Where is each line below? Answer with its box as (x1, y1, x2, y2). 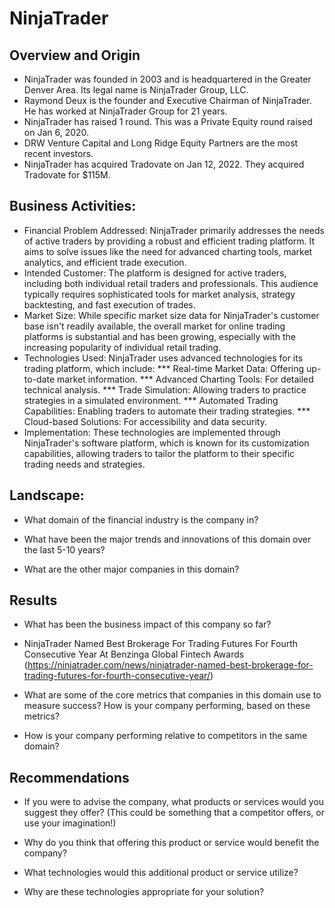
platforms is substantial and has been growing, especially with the (23, 330, 296, 342)
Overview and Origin (9, 47, 141, 64)
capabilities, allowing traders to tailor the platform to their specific (23, 447, 296, 459)
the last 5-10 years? (23, 543, 106, 556)
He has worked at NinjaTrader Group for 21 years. (23, 105, 228, 117)
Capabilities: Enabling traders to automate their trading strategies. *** (23, 405, 311, 417)
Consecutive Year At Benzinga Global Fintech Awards (23, 648, 245, 661)
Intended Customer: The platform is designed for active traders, (23, 267, 287, 279)
